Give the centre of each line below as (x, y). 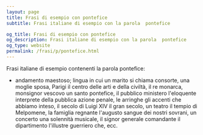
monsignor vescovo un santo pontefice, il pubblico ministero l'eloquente (106, 93)
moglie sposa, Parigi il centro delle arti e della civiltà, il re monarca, (99, 86)
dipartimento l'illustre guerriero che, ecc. (66, 125)
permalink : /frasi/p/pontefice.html (53, 51)
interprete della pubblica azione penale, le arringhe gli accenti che (98, 99)
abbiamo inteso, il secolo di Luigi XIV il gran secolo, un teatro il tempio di (106, 106)
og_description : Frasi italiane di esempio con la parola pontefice (97, 40)
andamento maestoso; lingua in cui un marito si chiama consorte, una (102, 80)
